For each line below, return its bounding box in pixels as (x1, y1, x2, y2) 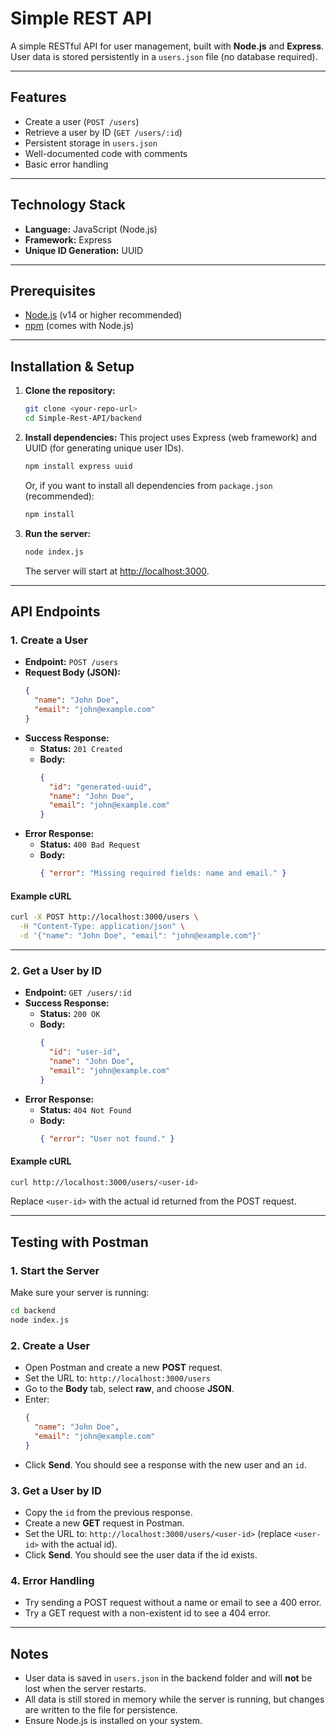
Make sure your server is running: (10, 1287, 150, 1299)
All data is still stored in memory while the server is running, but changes (24, 1693, 325, 1706)
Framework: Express (24, 233, 112, 246)
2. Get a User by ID (10, 963, 102, 977)
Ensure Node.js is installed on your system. (24, 1715, 203, 1727)
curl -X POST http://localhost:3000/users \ (10, 912, 199, 922)
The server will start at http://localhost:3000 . (24, 565, 210, 577)
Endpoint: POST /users (24, 656, 119, 668)
